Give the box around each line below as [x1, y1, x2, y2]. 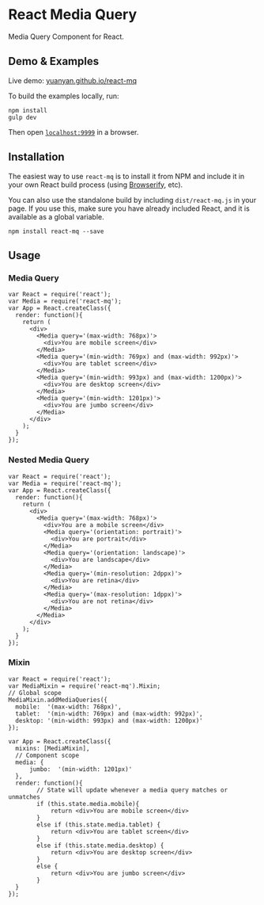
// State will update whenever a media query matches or [36, 786, 228, 794]
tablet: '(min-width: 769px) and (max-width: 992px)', [15, 709, 203, 718]
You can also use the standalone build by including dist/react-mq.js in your [8, 195, 257, 204]
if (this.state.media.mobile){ [36, 800, 140, 808]
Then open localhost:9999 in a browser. [8, 127, 139, 136]
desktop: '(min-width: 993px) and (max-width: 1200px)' [15, 716, 203, 724]
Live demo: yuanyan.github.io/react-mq [8, 75, 137, 85]
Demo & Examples [8, 55, 100, 68]
